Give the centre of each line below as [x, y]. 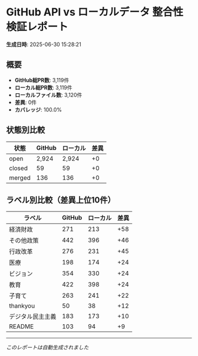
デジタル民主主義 [33, 316]
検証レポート [37, 27]
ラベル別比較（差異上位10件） [61, 200]
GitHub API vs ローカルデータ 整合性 [95, 12]
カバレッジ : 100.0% [38, 109]
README [22, 326]
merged [20, 178]
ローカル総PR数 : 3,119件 [43, 87]
